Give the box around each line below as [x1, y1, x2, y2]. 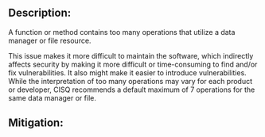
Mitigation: [8, 116, 64, 130]
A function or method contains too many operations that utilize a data [8, 27, 236, 36]
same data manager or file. [8, 93, 97, 102]
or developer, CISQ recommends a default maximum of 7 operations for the [8, 85, 255, 94]
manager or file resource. [8, 36, 92, 45]
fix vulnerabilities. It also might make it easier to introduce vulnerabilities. [8, 67, 247, 78]
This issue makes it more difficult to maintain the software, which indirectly [8, 51, 254, 60]
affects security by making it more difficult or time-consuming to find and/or [8, 59, 258, 69]
